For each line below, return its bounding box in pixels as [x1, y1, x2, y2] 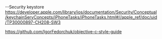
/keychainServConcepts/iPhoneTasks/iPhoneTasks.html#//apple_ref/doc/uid [5, 14, 158, 20]
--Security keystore [5, 4, 45, 10]
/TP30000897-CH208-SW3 [5, 19, 61, 25]
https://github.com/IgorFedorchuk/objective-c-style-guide [5, 29, 122, 34]
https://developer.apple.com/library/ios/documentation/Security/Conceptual [5, 9, 157, 15]
